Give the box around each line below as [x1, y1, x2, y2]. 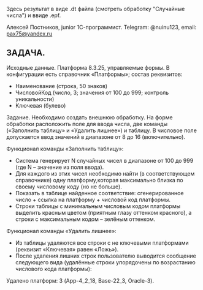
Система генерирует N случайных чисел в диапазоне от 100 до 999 [15, 157, 194, 164]
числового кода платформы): [15, 265, 92, 272]
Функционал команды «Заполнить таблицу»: [6, 145, 124, 152]
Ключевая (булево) [15, 102, 66, 109]
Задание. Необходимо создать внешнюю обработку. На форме [6, 113, 173, 121]
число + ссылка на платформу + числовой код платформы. [15, 196, 170, 203]
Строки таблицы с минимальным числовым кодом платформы [15, 202, 181, 210]
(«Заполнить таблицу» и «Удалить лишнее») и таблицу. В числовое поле [6, 127, 197, 134]
